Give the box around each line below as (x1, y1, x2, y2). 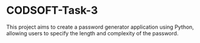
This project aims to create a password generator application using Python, (6, 23, 194, 30)
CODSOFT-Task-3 (6, 4, 98, 17)
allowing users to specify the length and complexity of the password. (6, 29, 179, 36)
